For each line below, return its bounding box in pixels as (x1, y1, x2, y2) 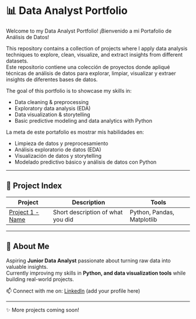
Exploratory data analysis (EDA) (14, 105, 91, 112)
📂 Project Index (6, 181, 62, 191)
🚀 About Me (6, 241, 50, 251)
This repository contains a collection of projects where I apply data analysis (6, 44, 188, 52)
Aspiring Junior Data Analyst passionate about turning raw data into (6, 257, 171, 264)
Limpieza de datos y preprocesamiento (14, 140, 109, 147)
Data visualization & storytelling (14, 111, 90, 118)
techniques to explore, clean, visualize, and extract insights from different (6, 51, 183, 58)
